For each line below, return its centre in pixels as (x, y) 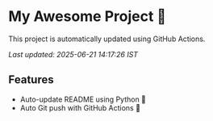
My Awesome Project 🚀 (88, 17)
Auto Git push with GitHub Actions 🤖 (80, 107)
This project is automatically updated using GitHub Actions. (107, 39)
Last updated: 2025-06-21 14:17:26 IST (73, 54)
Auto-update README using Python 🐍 (83, 99)
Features (31, 80)
